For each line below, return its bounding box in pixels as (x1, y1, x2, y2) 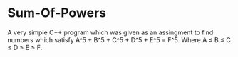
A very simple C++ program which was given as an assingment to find (7, 28, 214, 37)
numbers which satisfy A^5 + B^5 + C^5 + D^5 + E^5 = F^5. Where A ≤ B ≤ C (7, 35, 232, 44)
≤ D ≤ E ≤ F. (7, 43, 43, 51)
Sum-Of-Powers (7, 5, 107, 21)
